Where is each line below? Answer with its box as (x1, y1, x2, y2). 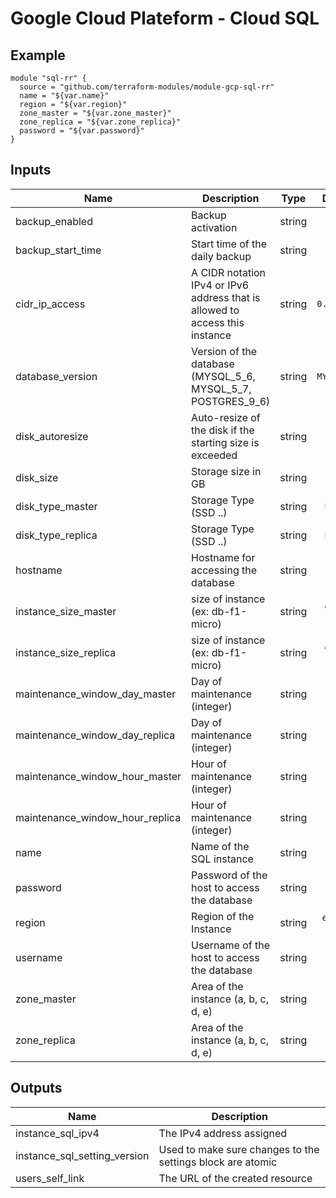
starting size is (191, 435, 260, 449)
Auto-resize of (191, 410, 261, 424)
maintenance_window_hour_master (15, 769, 182, 783)
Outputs (10, 1080, 63, 1097)
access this (191, 315, 245, 329)
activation (191, 220, 238, 234)
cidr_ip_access (15, 297, 86, 311)
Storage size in (191, 464, 262, 478)
